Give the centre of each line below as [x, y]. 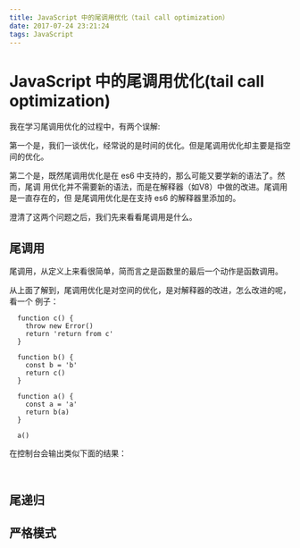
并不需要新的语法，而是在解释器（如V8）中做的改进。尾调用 [177, 187]
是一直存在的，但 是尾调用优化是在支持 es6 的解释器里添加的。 [125, 198]
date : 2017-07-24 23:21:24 [59, 26]
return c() [46, 373]
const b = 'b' [51, 366]
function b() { [46, 358]
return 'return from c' [70, 334]
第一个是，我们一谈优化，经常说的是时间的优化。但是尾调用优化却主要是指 [146, 146]
